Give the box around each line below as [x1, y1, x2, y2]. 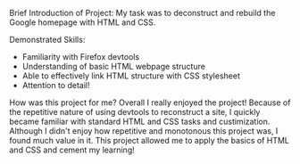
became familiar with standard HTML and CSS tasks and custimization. [9, 116, 271, 127]
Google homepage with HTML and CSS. [9, 17, 156, 28]
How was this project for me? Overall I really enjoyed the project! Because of [9, 97, 291, 108]
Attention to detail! [21, 80, 91, 90]
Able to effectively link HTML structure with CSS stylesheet [21, 70, 241, 81]
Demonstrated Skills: [9, 35, 86, 45]
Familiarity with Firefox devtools [21, 52, 140, 61]
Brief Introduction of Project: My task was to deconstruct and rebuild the [9, 8, 276, 18]
